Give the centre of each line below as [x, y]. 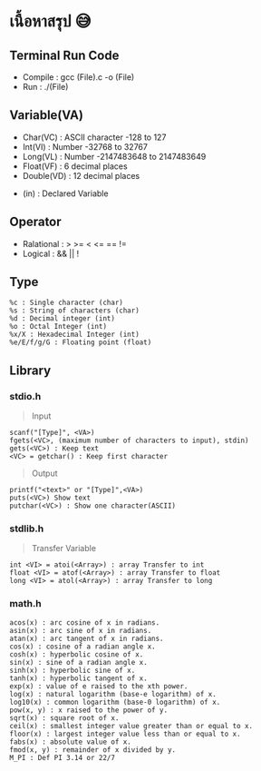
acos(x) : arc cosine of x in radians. [85, 623]
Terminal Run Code [64, 55]
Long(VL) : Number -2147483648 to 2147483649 [114, 156]
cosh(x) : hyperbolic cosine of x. [77, 654]
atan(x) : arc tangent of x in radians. [87, 638]
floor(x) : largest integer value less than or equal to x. [126, 734]
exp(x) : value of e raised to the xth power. [99, 686]
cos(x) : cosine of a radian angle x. [82, 647]
